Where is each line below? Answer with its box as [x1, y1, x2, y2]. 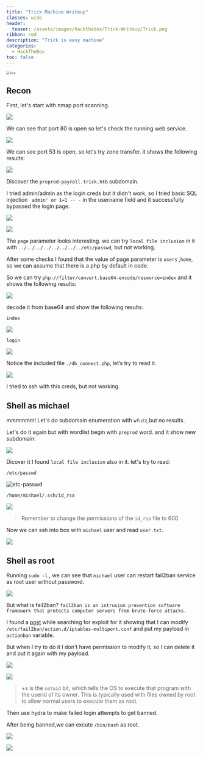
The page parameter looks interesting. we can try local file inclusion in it [6, 237, 195, 244]
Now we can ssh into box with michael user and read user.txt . [6, 527, 163, 534]
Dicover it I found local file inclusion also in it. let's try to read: [6, 458, 171, 466]
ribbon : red [6, 32, 37, 38]
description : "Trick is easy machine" [6, 37, 105, 43]
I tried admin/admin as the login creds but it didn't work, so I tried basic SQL [6, 190, 198, 197]
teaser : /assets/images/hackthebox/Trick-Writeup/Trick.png [12, 26, 168, 32]
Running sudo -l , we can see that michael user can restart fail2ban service [6, 572, 196, 579]
